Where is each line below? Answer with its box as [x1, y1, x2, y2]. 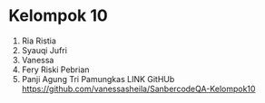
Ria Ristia [21, 35, 56, 46]
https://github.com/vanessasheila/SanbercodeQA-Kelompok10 [21, 83, 256, 94]
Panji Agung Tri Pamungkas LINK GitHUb [21, 73, 175, 84]
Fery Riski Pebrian [21, 64, 90, 75]
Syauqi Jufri [21, 44, 67, 55]
